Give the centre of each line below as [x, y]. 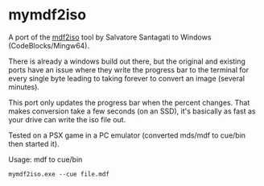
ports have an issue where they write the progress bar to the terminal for [129, 69]
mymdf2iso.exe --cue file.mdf [59, 174]
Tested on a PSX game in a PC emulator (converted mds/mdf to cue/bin [127, 135]
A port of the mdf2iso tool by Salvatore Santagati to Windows [110, 37]
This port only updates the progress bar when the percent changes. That [129, 102]
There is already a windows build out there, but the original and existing [127, 61]
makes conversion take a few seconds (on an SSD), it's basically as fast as [132, 111]
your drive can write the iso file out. [67, 119]
